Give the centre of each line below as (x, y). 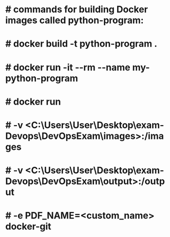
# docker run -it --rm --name (68, 67)
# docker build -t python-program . (81, 44)
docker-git (28, 226)
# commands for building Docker (77, 9)
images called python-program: (74, 20)
